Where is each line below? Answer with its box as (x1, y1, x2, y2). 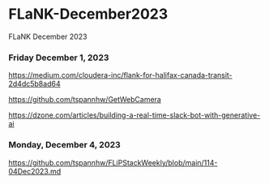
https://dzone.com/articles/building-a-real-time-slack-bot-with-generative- (8, 110, 261, 120)
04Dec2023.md (8, 166, 62, 176)
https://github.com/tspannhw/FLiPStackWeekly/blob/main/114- (8, 157, 218, 167)
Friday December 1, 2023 (8, 52, 109, 63)
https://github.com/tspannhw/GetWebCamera (8, 95, 162, 105)
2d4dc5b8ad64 (8, 79, 61, 89)
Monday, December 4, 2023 (8, 139, 122, 151)
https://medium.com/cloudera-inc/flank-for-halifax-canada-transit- (8, 71, 233, 80)
